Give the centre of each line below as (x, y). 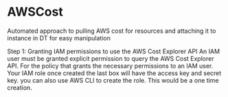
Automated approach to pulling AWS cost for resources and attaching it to (112, 31)
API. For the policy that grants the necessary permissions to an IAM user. (110, 66)
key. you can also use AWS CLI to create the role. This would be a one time (113, 80)
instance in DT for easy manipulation (59, 38)
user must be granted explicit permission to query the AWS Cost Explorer (111, 58)
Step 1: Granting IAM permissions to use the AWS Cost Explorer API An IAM (114, 51)
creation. (20, 87)
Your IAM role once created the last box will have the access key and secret (114, 73)
